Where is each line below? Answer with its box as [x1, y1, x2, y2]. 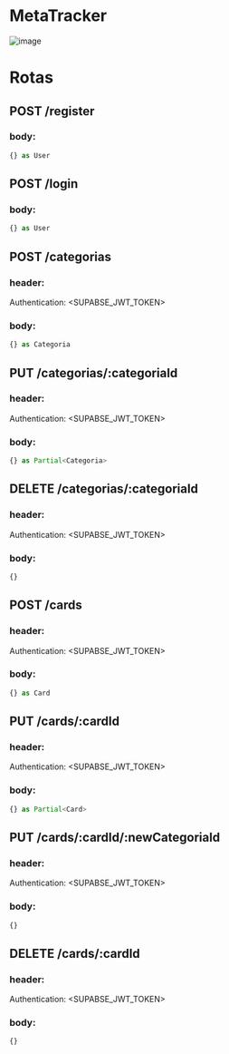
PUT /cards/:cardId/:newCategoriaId [9, 829, 221, 844]
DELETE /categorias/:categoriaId [9, 482, 199, 497]
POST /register [9, 103, 95, 119]
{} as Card [9, 688, 51, 698]
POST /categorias [9, 249, 111, 264]
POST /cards [9, 598, 83, 613]
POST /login [9, 176, 79, 191]
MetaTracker [9, 5, 107, 26]
